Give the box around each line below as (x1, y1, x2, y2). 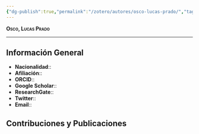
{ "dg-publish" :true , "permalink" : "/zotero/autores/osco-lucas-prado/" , (6, 8, 184, 15)
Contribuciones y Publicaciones (6, 118, 127, 128)
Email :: (14, 101, 32, 109)
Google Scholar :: (14, 82, 57, 90)
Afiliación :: (14, 69, 43, 77)
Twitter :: (14, 95, 37, 102)
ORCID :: (14, 76, 35, 83)
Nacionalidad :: (14, 63, 52, 71)
